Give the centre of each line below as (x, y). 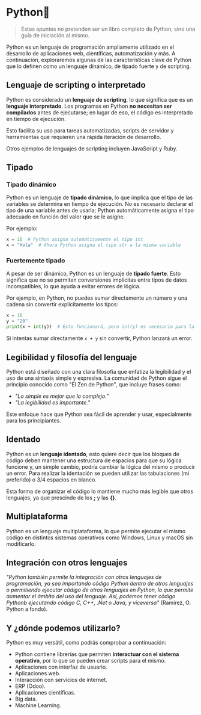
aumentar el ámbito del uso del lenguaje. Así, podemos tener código (91, 596)
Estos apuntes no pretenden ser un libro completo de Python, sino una (108, 29)
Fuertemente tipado (36, 261)
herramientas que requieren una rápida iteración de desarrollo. (84, 137)
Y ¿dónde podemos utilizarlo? (63, 628)
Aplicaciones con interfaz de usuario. (61, 667)
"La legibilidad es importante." (52, 402)
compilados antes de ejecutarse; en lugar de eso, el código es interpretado (100, 112)
